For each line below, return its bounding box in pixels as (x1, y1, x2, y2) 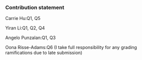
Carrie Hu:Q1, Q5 (5, 15, 41, 21)
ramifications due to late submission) (5, 49, 83, 56)
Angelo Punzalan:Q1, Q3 (5, 34, 56, 41)
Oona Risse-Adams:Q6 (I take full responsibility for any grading (5, 44, 137, 50)
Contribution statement (5, 4, 64, 11)
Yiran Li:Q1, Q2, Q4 (5, 25, 45, 31)
